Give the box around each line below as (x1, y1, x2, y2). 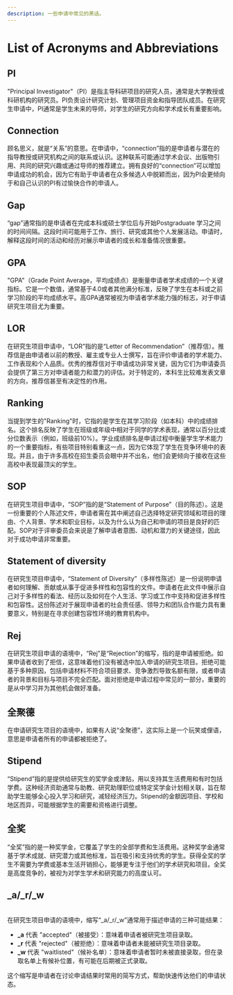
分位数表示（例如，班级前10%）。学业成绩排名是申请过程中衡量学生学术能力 (7, 434, 223, 442)
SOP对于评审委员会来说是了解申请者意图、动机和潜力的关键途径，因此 (19, 526, 221, 534)
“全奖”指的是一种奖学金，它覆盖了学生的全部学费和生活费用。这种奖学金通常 (7, 842, 225, 851)
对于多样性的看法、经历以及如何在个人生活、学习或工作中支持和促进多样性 (12, 592, 226, 600)
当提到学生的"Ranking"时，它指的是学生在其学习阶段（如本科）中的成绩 (7, 416, 213, 425)
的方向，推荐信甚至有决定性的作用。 (7, 377, 111, 385)
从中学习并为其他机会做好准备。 (12, 684, 105, 692)
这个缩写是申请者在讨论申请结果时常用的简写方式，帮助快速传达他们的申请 (7, 971, 220, 980)
